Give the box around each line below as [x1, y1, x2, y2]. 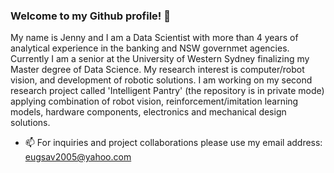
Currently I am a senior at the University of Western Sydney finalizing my [10, 53, 310, 65]
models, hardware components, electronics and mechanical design [10, 106, 287, 118]
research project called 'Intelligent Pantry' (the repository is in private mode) [10, 85, 325, 97]
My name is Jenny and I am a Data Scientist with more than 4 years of [10, 32, 299, 44]
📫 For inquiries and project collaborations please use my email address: [24, 137, 323, 149]
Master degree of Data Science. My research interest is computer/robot [10, 64, 305, 76]
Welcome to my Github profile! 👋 [10, 9, 171, 23]
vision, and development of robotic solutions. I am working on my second [10, 74, 313, 86]
